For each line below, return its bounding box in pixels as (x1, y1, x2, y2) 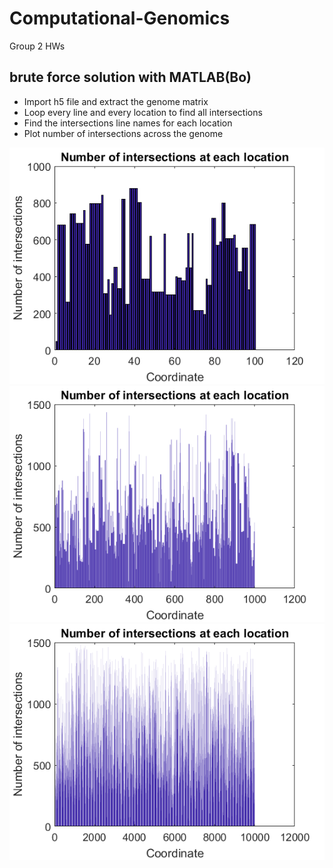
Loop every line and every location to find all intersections (23, 106, 263, 118)
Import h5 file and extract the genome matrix (23, 95, 209, 107)
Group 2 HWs (9, 40, 66, 52)
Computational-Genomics (9, 7, 231, 30)
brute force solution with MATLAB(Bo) (9, 69, 252, 86)
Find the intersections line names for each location (23, 117, 233, 129)
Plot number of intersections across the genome (23, 127, 224, 139)
